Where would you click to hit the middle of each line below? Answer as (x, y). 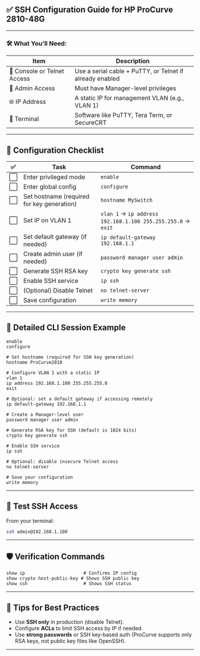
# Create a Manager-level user (45, 414)
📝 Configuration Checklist (55, 150)
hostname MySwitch (126, 200)
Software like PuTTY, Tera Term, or (124, 115)
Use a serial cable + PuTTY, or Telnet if (129, 71)
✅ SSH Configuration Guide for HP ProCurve (90, 10)
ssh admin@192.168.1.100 (37, 532)
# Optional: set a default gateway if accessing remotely (79, 399)
